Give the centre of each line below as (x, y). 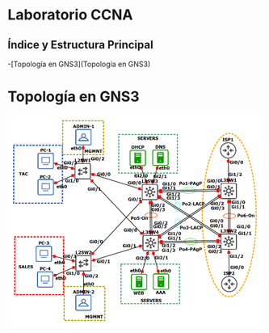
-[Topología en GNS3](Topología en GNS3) (79, 64)
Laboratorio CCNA (70, 15)
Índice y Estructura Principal (81, 45)
